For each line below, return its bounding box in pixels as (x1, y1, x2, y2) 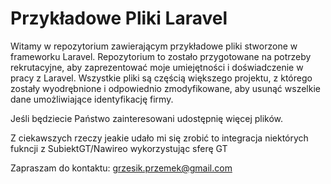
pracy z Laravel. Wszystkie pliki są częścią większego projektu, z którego (10, 72, 313, 84)
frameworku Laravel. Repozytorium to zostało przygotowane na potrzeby (10, 50, 312, 62)
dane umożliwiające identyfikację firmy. (10, 93, 174, 105)
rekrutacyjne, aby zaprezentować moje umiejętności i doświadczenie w (10, 61, 304, 73)
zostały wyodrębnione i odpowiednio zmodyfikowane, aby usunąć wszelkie (10, 82, 321, 94)
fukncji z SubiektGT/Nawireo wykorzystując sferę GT (10, 142, 228, 154)
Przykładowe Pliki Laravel (10, 7, 228, 30)
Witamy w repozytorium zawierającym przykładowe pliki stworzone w (10, 40, 298, 52)
